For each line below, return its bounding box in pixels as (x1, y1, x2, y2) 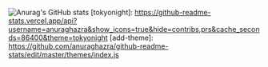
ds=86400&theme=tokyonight (8, 33, 108, 42)
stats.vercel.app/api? (8, 16, 78, 26)
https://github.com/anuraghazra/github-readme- (8, 41, 169, 51)
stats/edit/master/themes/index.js (8, 50, 119, 59)
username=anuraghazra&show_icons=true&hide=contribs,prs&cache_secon (8, 25, 260, 33)
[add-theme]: (109, 33, 154, 42)
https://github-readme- (134, 8, 211, 17)
